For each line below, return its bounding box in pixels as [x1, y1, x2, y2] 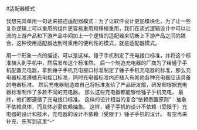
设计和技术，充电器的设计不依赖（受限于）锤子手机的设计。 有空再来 [21, 111, 188, 117]
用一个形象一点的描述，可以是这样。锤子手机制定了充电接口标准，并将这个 [6, 52, 186, 59]
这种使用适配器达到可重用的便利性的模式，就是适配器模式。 [16, 40, 160, 46]
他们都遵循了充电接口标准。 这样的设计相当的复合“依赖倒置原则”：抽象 [16, 96, 187, 102]
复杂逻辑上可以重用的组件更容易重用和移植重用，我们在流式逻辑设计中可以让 [6, 25, 191, 32]
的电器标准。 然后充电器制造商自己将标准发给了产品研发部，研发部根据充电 [6, 81, 188, 88]
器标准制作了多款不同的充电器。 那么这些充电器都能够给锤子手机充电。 [6, 88, 177, 95]
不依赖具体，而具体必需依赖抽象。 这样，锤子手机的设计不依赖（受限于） [6, 103, 182, 110]
